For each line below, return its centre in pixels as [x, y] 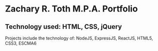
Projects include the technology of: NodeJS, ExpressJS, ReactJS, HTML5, [79, 38]
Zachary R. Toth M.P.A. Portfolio [71, 9]
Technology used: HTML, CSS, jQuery [64, 27]
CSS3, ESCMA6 [21, 43]
